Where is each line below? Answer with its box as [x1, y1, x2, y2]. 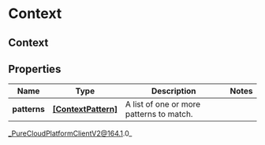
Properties [8, 62, 62, 75]
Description [151, 85, 196, 96]
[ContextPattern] [52, 103, 118, 114]
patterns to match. [125, 109, 193, 120]
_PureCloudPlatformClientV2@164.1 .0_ [8, 129, 132, 138]
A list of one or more [125, 99, 201, 110]
